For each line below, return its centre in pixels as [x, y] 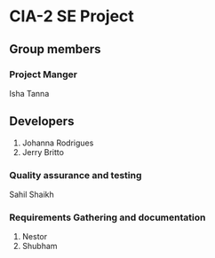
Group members [55, 49]
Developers [42, 121]
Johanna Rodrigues [58, 143]
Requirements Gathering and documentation [107, 217]
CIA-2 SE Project [72, 16]
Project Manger [44, 74]
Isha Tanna [29, 93]
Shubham [40, 246]
